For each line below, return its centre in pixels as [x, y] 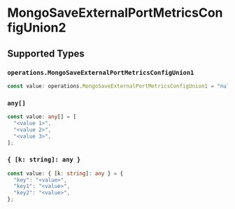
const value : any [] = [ [42, 117]
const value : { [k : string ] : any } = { [65, 173]
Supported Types [46, 53]
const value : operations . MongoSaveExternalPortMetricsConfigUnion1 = [111, 86]
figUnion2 [37, 28]
